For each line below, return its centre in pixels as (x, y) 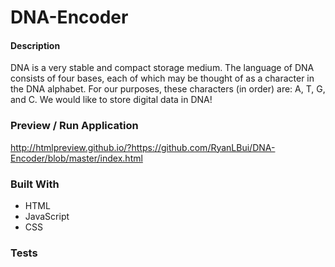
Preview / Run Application (74, 126)
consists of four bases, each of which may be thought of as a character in (162, 78)
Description (35, 45)
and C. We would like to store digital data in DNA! (111, 100)
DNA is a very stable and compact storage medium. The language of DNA (162, 68)
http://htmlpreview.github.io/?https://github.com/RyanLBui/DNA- (143, 147)
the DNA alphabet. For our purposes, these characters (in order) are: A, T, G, (168, 89)
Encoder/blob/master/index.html (76, 158)
